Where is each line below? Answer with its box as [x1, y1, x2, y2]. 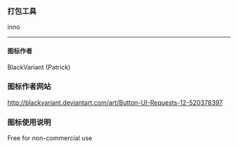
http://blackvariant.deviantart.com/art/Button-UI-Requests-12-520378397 [7, 98, 223, 107]
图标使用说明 [7, 117, 52, 127]
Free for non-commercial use [7, 134, 93, 142]
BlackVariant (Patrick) [7, 62, 71, 72]
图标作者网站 [7, 81, 52, 91]
